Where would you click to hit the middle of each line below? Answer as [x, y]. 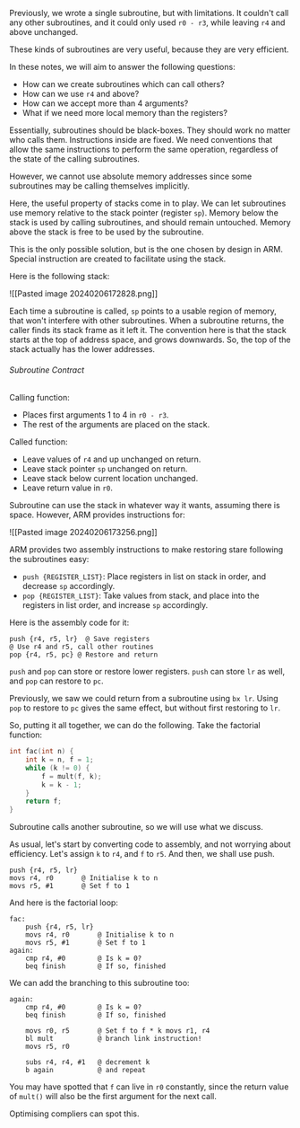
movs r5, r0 [47, 1047]
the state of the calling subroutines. [75, 159]
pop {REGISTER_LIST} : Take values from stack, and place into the [141, 595]
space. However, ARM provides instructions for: [97, 515]
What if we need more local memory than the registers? [125, 113]
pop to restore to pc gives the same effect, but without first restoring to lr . [145, 708]
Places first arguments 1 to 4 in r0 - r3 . [95, 415]
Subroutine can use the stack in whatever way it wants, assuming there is [145, 506]
